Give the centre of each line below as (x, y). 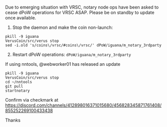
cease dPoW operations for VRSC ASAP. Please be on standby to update (80, 12)
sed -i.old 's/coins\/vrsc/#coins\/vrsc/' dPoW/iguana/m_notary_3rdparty (83, 45)
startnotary (17, 91)
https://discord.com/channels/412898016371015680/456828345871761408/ (83, 105)
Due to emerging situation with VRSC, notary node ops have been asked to (82, 7)
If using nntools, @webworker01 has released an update (63, 64)
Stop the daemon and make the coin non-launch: (63, 27)
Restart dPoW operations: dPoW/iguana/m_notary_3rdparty (72, 55)
